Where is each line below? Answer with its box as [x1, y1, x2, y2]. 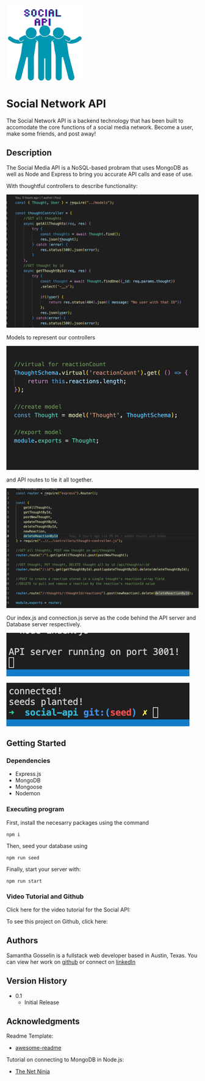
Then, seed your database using [6, 842, 88, 850]
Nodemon [15, 790, 41, 797]
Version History [6, 976, 67, 986]
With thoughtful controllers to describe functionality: [6, 182, 138, 189]
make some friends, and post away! [6, 130, 96, 137]
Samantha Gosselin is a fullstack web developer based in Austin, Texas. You [6, 952, 198, 959]
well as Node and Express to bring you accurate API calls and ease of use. [6, 170, 193, 178]
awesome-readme [15, 1044, 62, 1052]
